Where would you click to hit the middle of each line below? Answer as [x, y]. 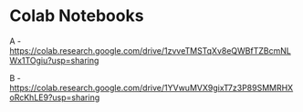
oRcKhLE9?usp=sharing [55, 97]
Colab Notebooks [77, 16]
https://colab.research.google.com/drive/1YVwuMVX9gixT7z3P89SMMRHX [151, 87]
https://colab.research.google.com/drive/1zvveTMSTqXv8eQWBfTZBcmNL [151, 50]
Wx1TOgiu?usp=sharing [54, 60]
